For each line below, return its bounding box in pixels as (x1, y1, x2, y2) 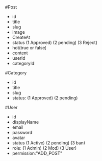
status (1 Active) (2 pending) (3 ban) (12, 140, 85, 146)
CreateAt (12, 34, 30, 40)
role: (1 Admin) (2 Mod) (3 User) (12, 145, 77, 151)
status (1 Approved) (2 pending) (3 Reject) (12, 40, 98, 46)
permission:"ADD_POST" (12, 150, 63, 156)
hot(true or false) (12, 45, 47, 50)
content (12, 50, 28, 56)
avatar (12, 135, 25, 140)
